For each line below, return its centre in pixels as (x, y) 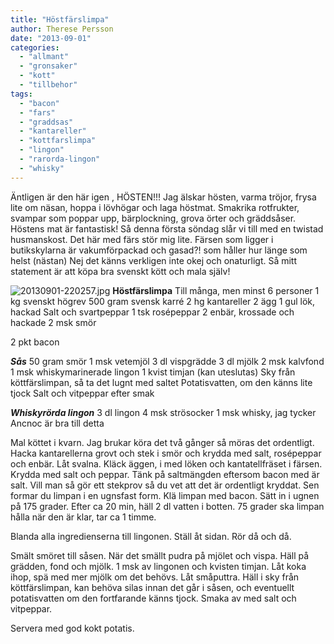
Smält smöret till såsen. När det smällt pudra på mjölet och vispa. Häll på (160, 555)
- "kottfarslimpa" (58, 141)
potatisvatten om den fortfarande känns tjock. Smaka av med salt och (153, 598)
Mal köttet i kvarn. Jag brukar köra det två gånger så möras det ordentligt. (162, 442)
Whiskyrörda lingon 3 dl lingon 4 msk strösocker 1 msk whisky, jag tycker (163, 412)
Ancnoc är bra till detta (57, 423)
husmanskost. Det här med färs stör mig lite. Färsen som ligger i (142, 239)
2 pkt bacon (35, 342)
